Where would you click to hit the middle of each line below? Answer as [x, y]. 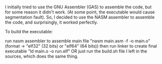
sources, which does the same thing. [42, 56]
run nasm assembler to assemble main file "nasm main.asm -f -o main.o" [78, 41]
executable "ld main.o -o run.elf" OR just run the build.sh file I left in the [76, 51]
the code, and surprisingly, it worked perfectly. [52, 22]
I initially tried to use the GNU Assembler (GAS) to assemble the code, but [78, 7]
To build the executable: [29, 32]
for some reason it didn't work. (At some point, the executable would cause [80, 12]
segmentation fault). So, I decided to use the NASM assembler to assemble [80, 17]
